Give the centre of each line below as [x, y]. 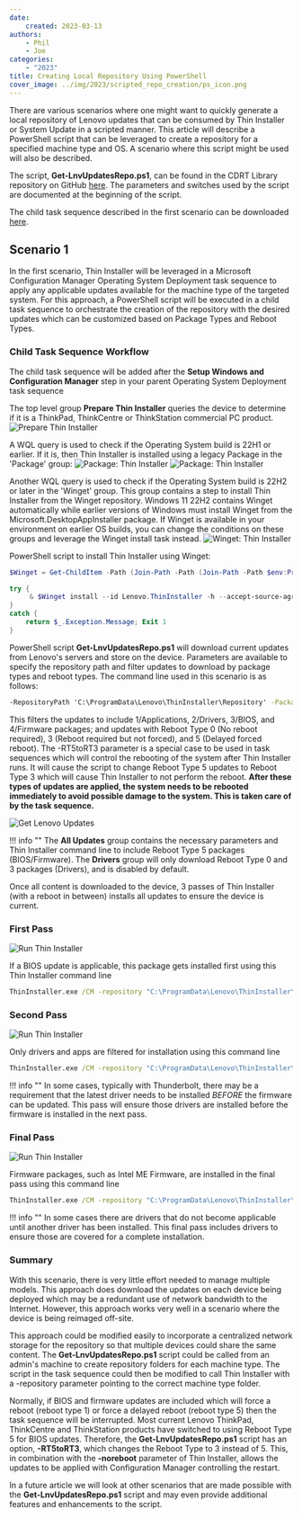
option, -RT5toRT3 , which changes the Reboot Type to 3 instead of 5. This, [149, 1448]
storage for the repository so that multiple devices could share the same [143, 1344]
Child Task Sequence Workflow [80, 352]
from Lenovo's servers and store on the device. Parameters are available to [148, 656]
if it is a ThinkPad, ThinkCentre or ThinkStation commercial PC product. [142, 417]
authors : [26, 34]
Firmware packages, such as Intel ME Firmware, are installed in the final [142, 1174]
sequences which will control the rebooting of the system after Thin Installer [150, 757]
